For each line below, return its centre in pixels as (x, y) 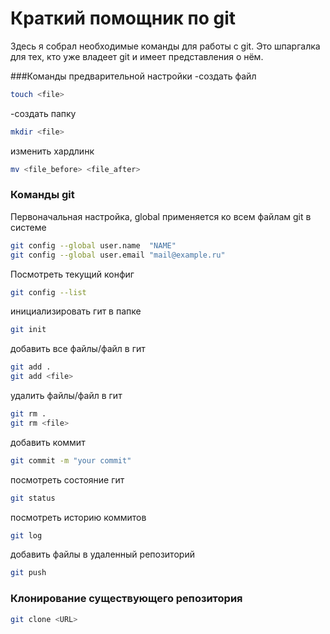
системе (28, 227)
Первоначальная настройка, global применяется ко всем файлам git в (161, 216)
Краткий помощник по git (123, 18)
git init (28, 330)
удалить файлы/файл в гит (66, 396)
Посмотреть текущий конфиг (72, 274)
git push (28, 573)
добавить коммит (48, 442)
